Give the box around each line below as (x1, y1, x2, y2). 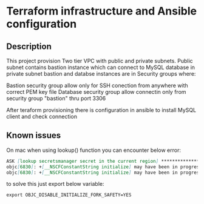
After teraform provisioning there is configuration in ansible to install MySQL (6, 107, 196, 113)
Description (6, 41, 52, 51)
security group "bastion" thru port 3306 (6, 95, 106, 102)
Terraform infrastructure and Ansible (6, 4, 197, 18)
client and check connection (6, 113, 78, 120)
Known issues (6, 130, 61, 140)
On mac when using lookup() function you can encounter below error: (6, 146, 181, 154)
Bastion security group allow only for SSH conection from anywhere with (6, 82, 188, 89)
